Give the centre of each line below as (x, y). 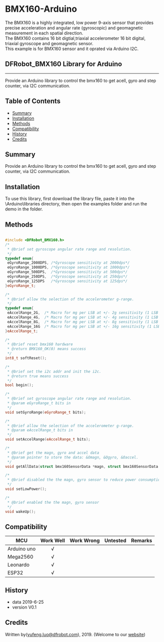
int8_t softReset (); (26, 358)
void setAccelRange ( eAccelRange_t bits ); (48, 439)
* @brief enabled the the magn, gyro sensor (53, 502)
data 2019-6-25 (28, 602)
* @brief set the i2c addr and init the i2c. (54, 371)
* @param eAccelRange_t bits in (40, 430)
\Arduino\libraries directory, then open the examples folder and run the (76, 204)
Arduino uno (21, 549)
